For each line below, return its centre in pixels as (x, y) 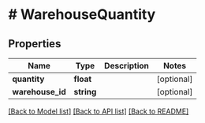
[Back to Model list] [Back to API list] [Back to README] (99, 111)
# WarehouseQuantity (82, 15)
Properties (35, 44)
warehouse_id (39, 92)
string (85, 92)
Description (127, 66)
